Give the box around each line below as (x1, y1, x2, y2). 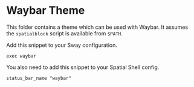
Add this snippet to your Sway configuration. (6, 41, 118, 49)
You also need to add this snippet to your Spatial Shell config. (6, 64, 160, 71)
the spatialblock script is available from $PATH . (6, 29, 123, 37)
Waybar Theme (6, 4, 85, 17)
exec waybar (6, 53, 36, 59)
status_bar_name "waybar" (6, 75, 71, 81)
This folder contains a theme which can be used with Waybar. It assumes (6, 23, 189, 31)
